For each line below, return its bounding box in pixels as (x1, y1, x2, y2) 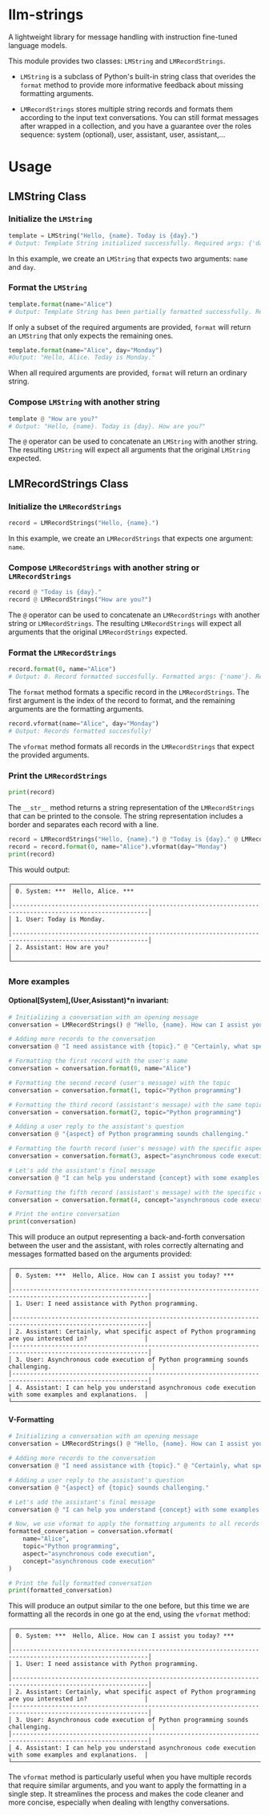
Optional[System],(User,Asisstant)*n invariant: (8, 995, 170, 1006)
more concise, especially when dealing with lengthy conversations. (8, 1797, 230, 1807)
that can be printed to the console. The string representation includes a (8, 811, 243, 821)
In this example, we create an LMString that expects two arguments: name (8, 254, 248, 263)
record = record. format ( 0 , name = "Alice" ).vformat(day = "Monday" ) (8, 842, 227, 850)
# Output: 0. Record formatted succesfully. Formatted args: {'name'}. (8, 673, 252, 681)
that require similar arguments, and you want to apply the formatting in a (8, 1781, 247, 1790)
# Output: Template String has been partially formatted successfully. (8, 307, 252, 315)
